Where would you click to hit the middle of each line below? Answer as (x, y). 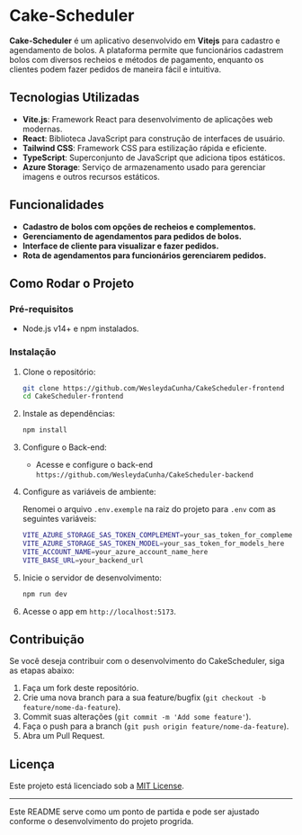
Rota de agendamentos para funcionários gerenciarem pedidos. (144, 255)
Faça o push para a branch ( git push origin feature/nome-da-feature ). (155, 726)
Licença (32, 764)
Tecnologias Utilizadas (75, 98)
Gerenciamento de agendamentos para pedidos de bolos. (132, 236)
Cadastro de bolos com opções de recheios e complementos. (139, 227)
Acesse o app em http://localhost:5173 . (99, 611)
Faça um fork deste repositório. (80, 688)
